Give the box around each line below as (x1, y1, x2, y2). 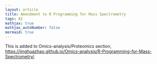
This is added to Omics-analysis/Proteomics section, (5, 43, 112, 49)
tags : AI (5, 16, 23, 21)
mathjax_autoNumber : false (5, 25, 60, 30)
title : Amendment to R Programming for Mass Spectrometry (5, 12, 126, 17)
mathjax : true (5, 21, 34, 26)
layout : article (5, 7, 38, 12)
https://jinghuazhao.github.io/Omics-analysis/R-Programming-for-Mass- (5, 48, 152, 54)
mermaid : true (5, 30, 34, 35)
